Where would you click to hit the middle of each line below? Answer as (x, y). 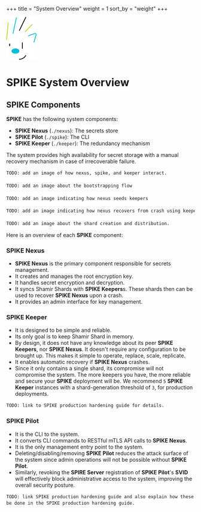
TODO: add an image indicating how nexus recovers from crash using (93, 211)
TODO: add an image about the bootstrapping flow (69, 186)
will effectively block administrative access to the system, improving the (103, 478)
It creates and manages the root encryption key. (74, 276)
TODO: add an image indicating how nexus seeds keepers (77, 198)
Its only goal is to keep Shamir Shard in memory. (74, 337)
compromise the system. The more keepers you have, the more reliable (103, 375)
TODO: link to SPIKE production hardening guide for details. (85, 406)
